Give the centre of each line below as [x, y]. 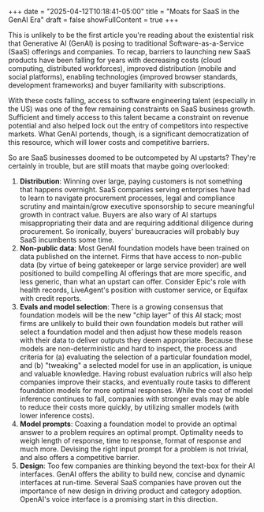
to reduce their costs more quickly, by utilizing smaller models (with [129, 407]
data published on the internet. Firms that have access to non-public [131, 256]
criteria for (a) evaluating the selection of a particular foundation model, [136, 357]
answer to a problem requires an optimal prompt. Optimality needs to [131, 432]
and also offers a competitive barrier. [80, 457]
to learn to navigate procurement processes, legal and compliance [127, 198]
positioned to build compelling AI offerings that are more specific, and [133, 273]
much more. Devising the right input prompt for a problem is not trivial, [134, 449]
